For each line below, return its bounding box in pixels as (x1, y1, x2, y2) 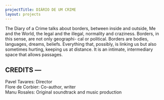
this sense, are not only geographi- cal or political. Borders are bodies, (5, 35, 149, 42)
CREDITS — (5, 66, 41, 74)
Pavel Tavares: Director (5, 79, 53, 85)
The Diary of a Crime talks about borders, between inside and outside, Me (5, 25, 156, 31)
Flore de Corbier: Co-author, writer (5, 84, 76, 90)
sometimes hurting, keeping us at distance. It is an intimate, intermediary (5, 46, 153, 52)
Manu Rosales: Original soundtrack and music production (5, 89, 122, 95)
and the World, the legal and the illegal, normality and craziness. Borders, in (5, 31, 159, 36)
